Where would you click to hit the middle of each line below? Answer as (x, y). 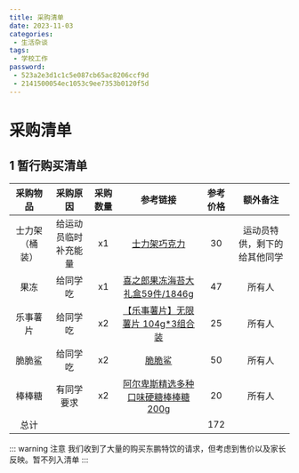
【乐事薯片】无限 (159, 310)
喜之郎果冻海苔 (154, 280)
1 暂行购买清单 (48, 166)
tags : (19, 51)
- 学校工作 (31, 59)
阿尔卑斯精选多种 (159, 383)
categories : (31, 34)
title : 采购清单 (36, 17)
